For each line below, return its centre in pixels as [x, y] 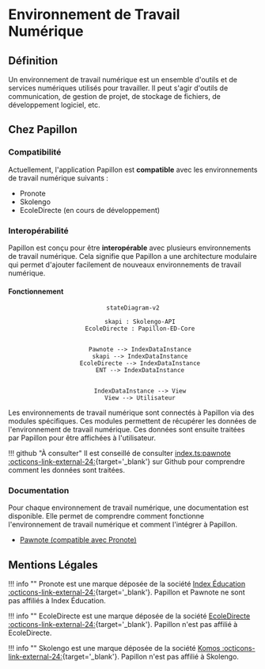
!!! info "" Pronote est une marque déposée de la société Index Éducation [127, 584]
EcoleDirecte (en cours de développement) [90, 210]
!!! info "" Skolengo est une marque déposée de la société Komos [114, 648]
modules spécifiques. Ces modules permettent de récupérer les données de [132, 421]
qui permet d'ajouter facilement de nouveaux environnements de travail [125, 264]
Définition [33, 61]
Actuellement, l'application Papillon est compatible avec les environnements [133, 169]
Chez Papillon [43, 129]
